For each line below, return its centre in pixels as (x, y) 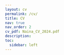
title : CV (15, 18)
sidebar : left (24, 45)
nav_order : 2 (18, 27)
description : (18, 36)
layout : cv (16, 9)
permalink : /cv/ (21, 14)
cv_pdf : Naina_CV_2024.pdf (32, 32)
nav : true (15, 23)
